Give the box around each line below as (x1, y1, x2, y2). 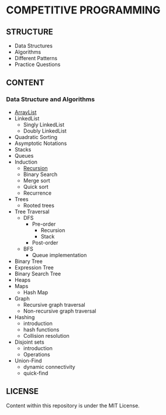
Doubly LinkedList (23, 127, 67, 134)
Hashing (14, 313, 35, 320)
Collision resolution (23, 332, 70, 339)
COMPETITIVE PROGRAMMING (6, 4, 161, 17)
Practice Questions (14, 61, 61, 68)
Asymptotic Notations (14, 140, 67, 147)
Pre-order (32, 220, 56, 227)
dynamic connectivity (23, 363, 75, 370)
